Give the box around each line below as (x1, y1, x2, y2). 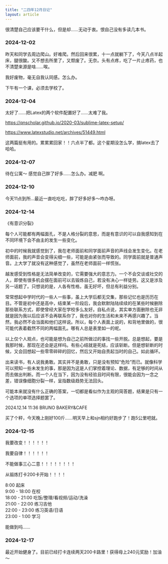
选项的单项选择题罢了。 (9, 394, 58, 400)
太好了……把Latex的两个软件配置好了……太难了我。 (5, 109, 111, 115)
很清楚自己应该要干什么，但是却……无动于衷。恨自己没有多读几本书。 (5, 26, 149, 32)
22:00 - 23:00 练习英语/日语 (5, 507, 63, 513)
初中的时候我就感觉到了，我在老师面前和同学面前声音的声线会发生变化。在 (5, 247, 158, 253)
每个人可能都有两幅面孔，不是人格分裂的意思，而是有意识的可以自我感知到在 (5, 230, 163, 236)
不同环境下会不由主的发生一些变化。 (5, 237, 80, 243)
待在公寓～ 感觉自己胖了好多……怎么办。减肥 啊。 (5, 170, 107, 176)
